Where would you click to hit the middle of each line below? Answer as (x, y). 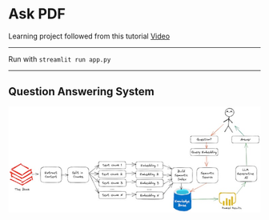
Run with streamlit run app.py (60, 59)
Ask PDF (37, 14)
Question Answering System (81, 92)
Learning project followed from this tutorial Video (89, 36)
